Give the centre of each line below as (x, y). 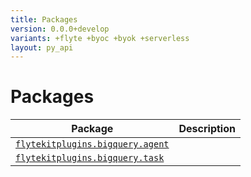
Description (207, 129)
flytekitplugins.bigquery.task (90, 158)
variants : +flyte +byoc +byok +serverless (100, 38)
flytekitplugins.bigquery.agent (92, 144)
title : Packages (44, 19)
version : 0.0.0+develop (60, 29)
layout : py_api (42, 47)
